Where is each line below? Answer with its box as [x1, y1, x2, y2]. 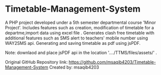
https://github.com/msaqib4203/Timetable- [68, 59, 156, 65]
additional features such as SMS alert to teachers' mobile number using [5, 35, 148, 41]
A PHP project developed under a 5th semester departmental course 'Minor [5, 19, 156, 25]
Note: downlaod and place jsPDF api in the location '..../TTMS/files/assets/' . [5, 50, 157, 56]
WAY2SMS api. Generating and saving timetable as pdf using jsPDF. [5, 40, 141, 46]
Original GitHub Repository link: [5, 59, 68, 65]
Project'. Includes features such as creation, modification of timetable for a [5, 24, 154, 30]
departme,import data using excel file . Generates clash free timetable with [5, 30, 155, 36]
